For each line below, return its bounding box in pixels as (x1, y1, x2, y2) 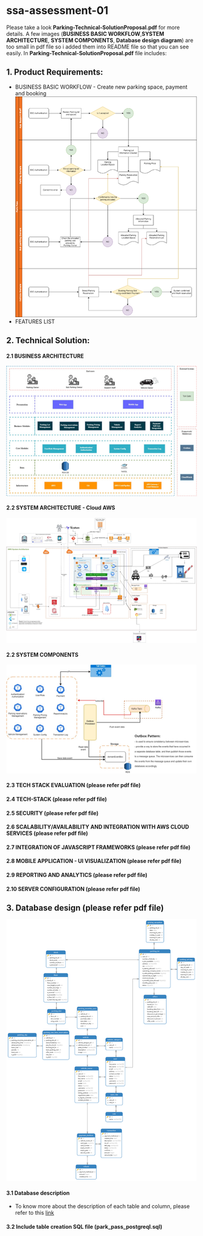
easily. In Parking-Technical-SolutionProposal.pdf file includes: (6, 49, 167, 56)
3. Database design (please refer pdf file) (6, 902, 164, 913)
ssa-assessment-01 (6, 4, 109, 18)
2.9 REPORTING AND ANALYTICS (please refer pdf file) (6, 871, 148, 878)
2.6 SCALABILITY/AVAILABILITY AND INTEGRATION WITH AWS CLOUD (6, 823, 189, 831)
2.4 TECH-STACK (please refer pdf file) (6, 795, 108, 802)
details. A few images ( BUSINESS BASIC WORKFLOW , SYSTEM (6, 30, 164, 37)
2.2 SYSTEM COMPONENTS (6, 651, 79, 658)
